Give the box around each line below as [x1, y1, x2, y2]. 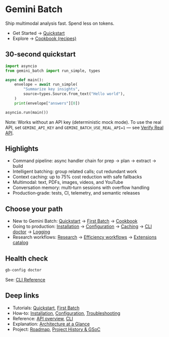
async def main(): [5, 77, 44, 82]
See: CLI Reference [5, 276, 45, 282]
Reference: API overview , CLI [12, 315, 73, 321]
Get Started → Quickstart [12, 30, 65, 36]
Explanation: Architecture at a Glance [12, 321, 90, 327]
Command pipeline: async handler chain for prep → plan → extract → [12, 158, 156, 164]
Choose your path [5, 205, 63, 213]
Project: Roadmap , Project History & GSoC [12, 326, 101, 332]
